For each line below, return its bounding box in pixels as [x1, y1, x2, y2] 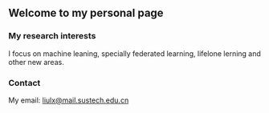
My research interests [8, 30, 96, 42]
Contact [8, 77, 41, 88]
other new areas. [8, 57, 64, 67]
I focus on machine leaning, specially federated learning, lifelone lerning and [8, 48, 261, 59]
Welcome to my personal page [8, 6, 164, 20]
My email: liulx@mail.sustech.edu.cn [8, 95, 129, 105]
